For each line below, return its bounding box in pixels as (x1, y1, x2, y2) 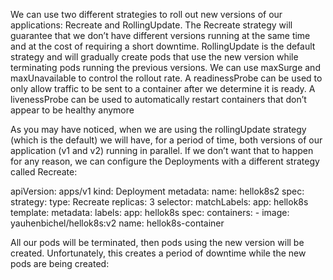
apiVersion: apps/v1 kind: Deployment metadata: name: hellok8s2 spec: (10, 185, 305, 197)
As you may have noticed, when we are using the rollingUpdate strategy (10, 124, 307, 135)
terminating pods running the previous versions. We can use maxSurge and (10, 62, 321, 73)
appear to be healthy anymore (10, 104, 135, 116)
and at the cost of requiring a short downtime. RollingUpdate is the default (10, 40, 316, 52)
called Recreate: (10, 166, 78, 178)
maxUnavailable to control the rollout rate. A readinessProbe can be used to (10, 72, 323, 84)
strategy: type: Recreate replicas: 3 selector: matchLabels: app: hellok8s (10, 196, 309, 208)
